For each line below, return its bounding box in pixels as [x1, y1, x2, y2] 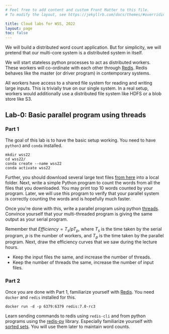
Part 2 [5, 278, 21, 285]
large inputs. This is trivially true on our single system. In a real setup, [5, 85, 149, 91]
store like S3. [5, 96, 32, 102]
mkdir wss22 [5, 152, 30, 157]
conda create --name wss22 [5, 161, 62, 166]
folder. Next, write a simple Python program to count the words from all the [5, 179, 160, 185]
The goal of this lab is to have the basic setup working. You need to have [5, 137, 156, 143]
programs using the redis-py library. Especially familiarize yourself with [5, 318, 152, 324]
